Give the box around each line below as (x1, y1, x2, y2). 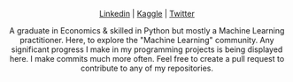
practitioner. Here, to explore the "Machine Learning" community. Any (19, 35, 274, 45)
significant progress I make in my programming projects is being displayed (11, 44, 283, 55)
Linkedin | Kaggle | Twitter (99, 9, 195, 19)
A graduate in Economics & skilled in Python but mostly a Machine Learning (9, 26, 285, 35)
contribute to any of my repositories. (81, 63, 213, 73)
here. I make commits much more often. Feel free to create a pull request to (9, 54, 285, 63)
